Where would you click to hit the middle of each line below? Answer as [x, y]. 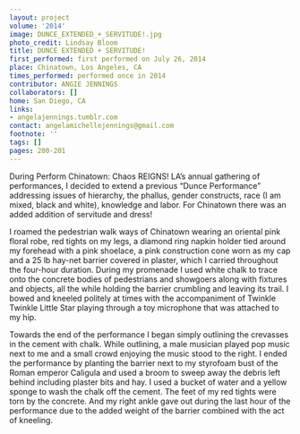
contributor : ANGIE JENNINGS [64, 84]
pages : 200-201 [38, 150]
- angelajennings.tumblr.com [64, 117]
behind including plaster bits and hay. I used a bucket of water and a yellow [148, 382]
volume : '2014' [38, 26]
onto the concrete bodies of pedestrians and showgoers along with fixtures [148, 279]
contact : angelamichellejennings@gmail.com [92, 126]
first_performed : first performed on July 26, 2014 [107, 59]
